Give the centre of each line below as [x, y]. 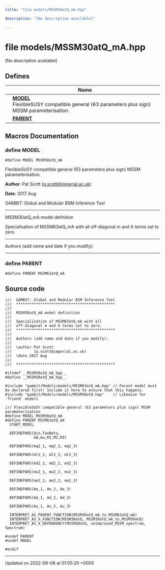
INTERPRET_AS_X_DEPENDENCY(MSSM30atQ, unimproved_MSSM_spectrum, [78, 524]
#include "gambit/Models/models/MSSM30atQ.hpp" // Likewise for [76, 395]
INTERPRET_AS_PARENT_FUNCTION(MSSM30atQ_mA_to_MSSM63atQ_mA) [73, 515]
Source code [25, 289]
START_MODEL [22, 425]
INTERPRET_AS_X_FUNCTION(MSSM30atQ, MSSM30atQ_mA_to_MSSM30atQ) [77, 519]
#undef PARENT [20, 537]
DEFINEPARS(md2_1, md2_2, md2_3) [44, 463]
